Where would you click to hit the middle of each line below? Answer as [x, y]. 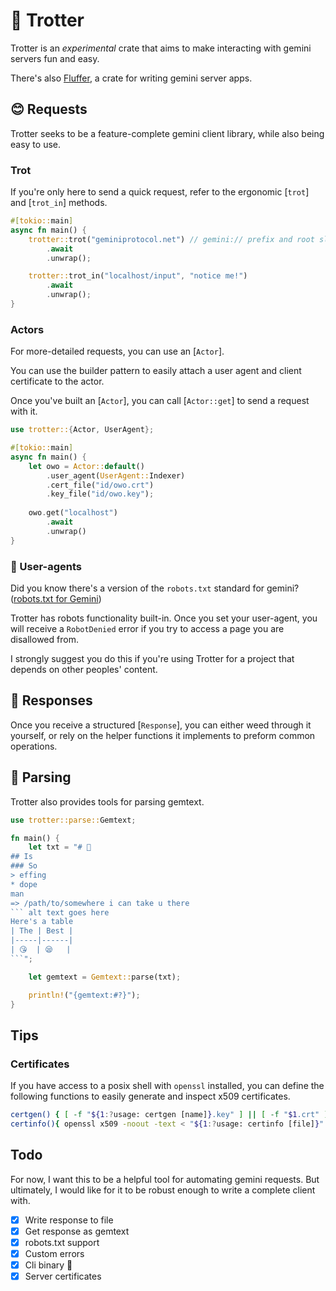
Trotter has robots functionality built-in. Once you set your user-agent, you [164, 618]
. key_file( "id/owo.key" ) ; [100, 494]
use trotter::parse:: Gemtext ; [73, 820]
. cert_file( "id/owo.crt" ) [100, 485]
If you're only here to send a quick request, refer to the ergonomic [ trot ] [160, 192]
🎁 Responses [51, 700]
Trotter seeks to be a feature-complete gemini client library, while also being [167, 133]
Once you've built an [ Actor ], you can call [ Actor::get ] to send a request [160, 401]
